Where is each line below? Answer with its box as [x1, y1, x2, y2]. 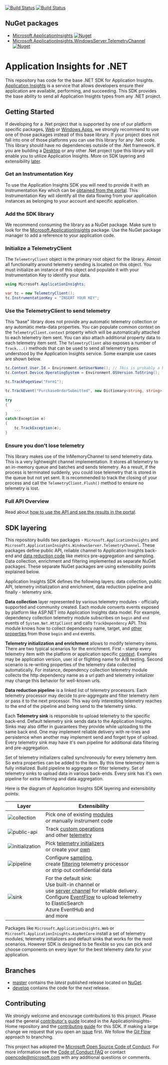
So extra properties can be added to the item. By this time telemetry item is [5, 760, 160, 766]
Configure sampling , [45, 854, 93, 861]
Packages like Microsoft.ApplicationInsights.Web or [5, 925, 114, 931]
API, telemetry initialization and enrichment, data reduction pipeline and [5, 584, 152, 590]
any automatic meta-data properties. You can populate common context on [5, 324, 160, 330]
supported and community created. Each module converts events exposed [5, 604, 159, 610]
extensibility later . [5, 158, 41, 164]
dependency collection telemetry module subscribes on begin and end [5, 615, 149, 621]
